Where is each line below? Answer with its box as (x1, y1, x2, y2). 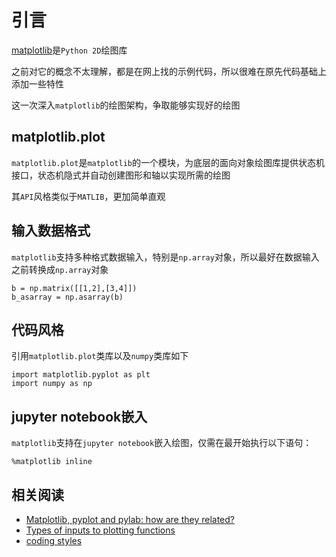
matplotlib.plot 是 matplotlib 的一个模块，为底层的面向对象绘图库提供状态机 (11, 156, 325, 168)
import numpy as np (11, 379, 93, 389)
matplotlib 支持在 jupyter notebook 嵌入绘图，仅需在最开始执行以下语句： (11, 437, 313, 449)
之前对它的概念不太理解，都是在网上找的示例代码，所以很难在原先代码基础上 (11, 65, 327, 77)
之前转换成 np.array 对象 (11, 263, 109, 275)
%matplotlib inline (11, 457, 93, 467)
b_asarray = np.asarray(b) (11, 292, 124, 302)
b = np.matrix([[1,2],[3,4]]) (11, 283, 138, 293)
